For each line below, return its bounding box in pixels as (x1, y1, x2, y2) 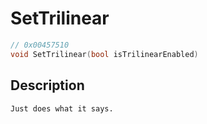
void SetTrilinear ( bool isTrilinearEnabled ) (10, 49, 199, 59)
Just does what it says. (10, 103, 114, 114)
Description (10, 77, 85, 94)
